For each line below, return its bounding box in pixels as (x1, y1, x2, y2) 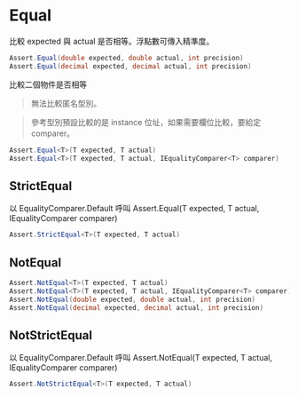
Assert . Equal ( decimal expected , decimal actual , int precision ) (9, 61, 252, 71)
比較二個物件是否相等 (9, 79, 87, 90)
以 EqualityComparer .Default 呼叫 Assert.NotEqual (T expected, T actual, (9, 353, 273, 363)
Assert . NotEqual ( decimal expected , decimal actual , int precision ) (9, 303, 264, 312)
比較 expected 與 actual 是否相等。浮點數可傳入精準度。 (9, 36, 215, 46)
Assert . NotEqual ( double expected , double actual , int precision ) (9, 295, 255, 304)
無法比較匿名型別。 (30, 98, 102, 108)
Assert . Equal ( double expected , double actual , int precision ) (9, 53, 244, 62)
